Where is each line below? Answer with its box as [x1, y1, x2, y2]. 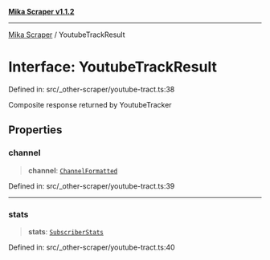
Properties [8, 124, 63, 137]
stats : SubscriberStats [27, 226, 104, 236]
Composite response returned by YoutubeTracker [8, 100, 172, 109]
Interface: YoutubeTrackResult [8, 58, 217, 76]
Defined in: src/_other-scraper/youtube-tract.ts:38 [8, 84, 175, 94]
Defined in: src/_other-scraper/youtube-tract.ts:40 [8, 242, 175, 252]
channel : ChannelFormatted [27, 165, 118, 175]
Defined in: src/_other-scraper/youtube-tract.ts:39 [8, 181, 175, 191]
